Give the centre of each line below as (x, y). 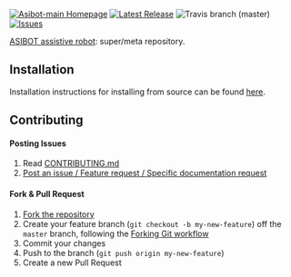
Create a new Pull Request (72, 262)
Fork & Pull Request (47, 194)
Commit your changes (64, 243)
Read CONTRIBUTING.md (71, 163)
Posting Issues (38, 143)
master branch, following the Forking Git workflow (115, 233)
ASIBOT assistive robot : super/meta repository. (97, 41)
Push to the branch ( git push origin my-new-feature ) (123, 252)
